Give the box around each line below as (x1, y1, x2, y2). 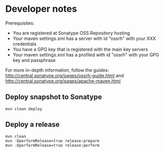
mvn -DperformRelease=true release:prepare (5, 138, 100, 143)
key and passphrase (12, 57, 56, 63)
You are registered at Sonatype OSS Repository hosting (12, 30, 130, 36)
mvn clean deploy (5, 106, 43, 112)
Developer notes (5, 3, 77, 15)
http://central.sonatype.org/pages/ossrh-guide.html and (5, 72, 124, 78)
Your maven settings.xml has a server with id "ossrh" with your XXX (12, 35, 156, 41)
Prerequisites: (5, 20, 35, 26)
